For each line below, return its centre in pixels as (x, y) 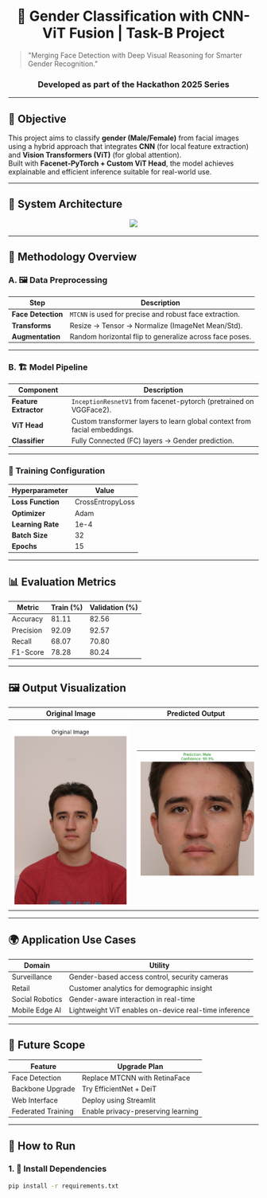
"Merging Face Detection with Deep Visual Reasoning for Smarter (135, 55)
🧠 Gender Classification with (113, 16)
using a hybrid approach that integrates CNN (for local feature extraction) (128, 147)
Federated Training (43, 1111)
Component (39, 390)
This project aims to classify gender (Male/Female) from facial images (124, 138)
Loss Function (35, 502)
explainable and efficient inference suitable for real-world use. (110, 172)
